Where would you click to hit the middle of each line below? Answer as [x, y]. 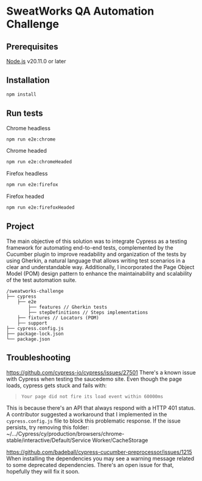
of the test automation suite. [42, 280]
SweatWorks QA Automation [80, 11]
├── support [32, 323]
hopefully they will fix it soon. [43, 471]
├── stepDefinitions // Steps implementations [88, 312]
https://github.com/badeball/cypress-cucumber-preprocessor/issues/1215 [99, 452]
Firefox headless [27, 174]
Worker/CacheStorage [120, 440]
